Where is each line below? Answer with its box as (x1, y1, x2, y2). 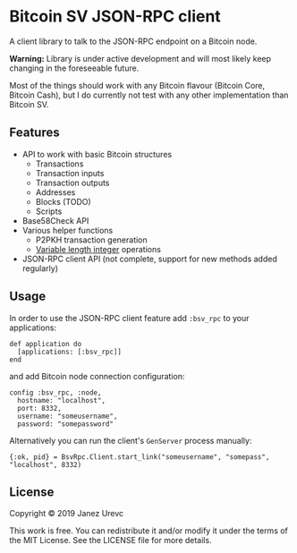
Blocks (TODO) (35, 196, 91, 207)
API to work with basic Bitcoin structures (21, 149, 173, 159)
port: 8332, (17, 404, 63, 413)
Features (9, 125, 60, 140)
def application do (9, 339, 82, 348)
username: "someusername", (17, 412, 118, 421)
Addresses (35, 186, 76, 198)
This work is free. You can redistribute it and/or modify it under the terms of (9, 525, 289, 536)
